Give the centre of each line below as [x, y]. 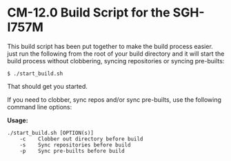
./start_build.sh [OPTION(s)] [51, 133]
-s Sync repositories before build [75, 145]
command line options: [40, 107]
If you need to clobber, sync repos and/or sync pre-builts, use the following [114, 99]
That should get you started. [48, 86]
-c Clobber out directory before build [81, 139]
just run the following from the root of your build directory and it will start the [116, 54]
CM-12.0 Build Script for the [89, 13]
